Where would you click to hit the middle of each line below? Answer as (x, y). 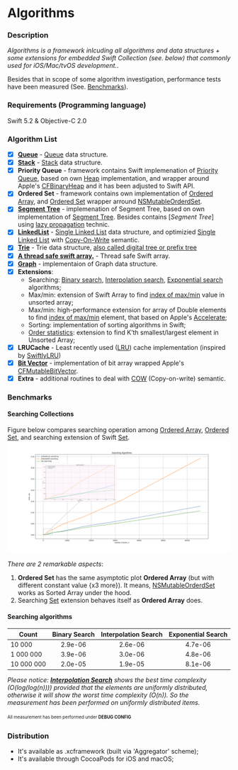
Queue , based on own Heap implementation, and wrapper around (113, 179)
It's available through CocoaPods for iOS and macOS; (96, 759)
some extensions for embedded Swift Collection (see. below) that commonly (119, 58)
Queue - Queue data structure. (63, 154)
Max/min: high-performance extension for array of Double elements (127, 310)
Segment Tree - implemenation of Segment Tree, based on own (111, 209)
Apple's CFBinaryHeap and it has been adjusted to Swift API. (106, 186)
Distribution (28, 736)
